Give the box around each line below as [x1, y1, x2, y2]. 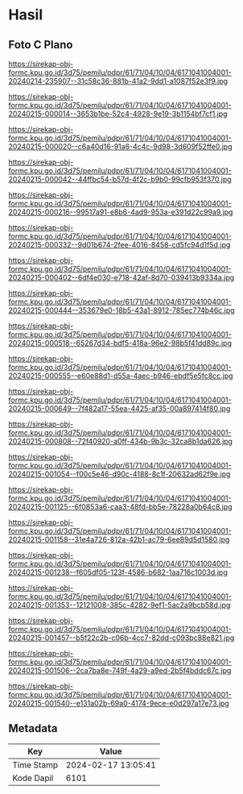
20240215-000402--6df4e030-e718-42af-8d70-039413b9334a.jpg [8, 272, 235, 282]
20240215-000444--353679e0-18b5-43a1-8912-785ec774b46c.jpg [8, 306, 235, 315]
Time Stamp [12, 759, 59, 771]
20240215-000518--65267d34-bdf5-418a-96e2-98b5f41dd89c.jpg [8, 339, 232, 347]
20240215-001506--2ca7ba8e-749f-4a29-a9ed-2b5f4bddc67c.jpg [8, 666, 232, 675]
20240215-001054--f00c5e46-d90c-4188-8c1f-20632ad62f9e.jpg [8, 469, 231, 479]
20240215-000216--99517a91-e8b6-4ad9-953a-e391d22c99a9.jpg [8, 207, 233, 217]
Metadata [8, 721, 58, 735]
